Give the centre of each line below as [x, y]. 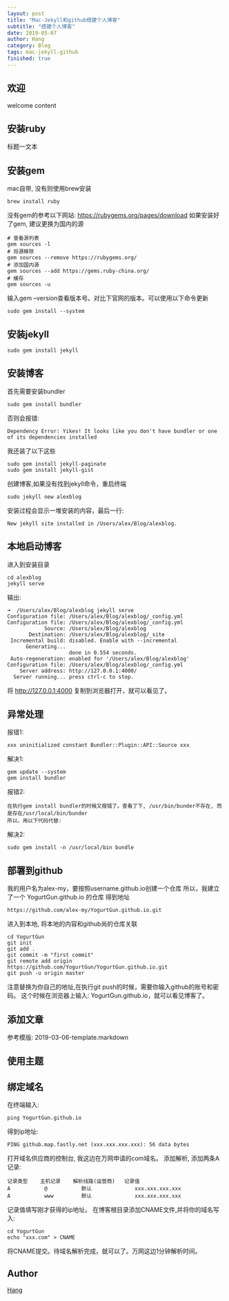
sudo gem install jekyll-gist [51, 470]
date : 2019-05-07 [32, 33]
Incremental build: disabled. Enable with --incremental [93, 640]
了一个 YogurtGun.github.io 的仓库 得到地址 [69, 897]
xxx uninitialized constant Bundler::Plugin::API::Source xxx [98, 746]
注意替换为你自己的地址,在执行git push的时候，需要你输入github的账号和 [110, 987]
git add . [21, 949]
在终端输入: [23, 1105]
